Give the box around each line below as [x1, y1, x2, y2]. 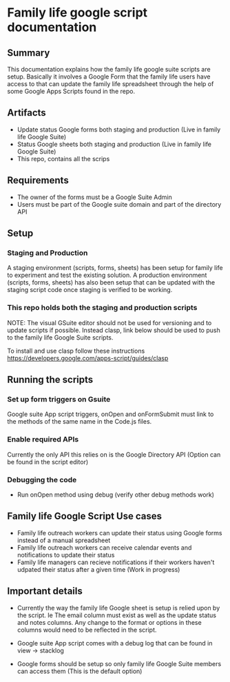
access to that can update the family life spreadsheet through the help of [7, 80, 214, 87]
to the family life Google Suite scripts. [7, 333, 114, 342]
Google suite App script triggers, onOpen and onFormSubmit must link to [7, 410, 214, 418]
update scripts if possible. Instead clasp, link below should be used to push [7, 326, 220, 334]
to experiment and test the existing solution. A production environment [7, 271, 207, 280]
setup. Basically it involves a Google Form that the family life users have [7, 72, 211, 81]
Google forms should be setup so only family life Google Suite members [17, 659, 222, 668]
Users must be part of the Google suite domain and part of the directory [17, 200, 222, 208]
